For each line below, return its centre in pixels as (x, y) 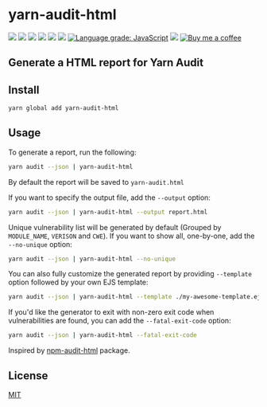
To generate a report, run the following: (72, 152)
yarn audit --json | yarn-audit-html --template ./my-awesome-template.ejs (136, 297)
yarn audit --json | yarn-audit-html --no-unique (92, 259)
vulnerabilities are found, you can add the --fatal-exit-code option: (120, 321)
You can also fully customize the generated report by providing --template (130, 274)
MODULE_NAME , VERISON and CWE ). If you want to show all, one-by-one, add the (132, 236)
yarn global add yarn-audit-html (64, 108)
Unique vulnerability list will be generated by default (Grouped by (115, 227)
